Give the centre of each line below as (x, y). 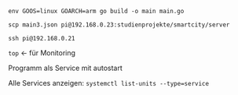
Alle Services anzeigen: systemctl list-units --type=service (109, 83)
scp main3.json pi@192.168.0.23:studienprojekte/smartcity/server (119, 25)
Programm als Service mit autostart (66, 68)
